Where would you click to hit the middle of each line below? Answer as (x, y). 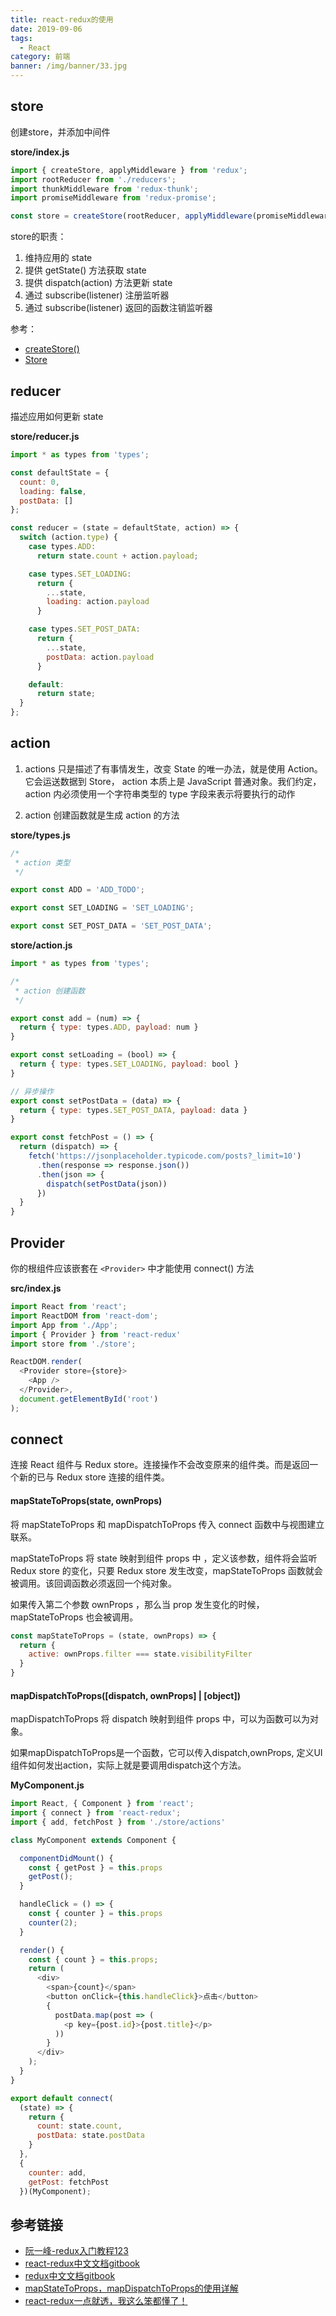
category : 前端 (40, 57)
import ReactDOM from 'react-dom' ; (84, 1316)
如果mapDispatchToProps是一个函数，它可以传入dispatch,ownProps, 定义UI (166, 1753)
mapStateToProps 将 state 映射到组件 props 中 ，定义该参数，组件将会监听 (164, 1558)
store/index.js (40, 152)
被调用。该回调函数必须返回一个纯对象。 (93, 1583)
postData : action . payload (100, 657)
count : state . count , (79, 2126)
